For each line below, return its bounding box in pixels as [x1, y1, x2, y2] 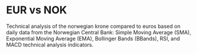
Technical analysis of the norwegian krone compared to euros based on [6, 23, 181, 30]
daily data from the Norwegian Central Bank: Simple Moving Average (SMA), [6, 28, 192, 35]
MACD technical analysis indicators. [6, 41, 94, 48]
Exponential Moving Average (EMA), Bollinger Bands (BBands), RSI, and [6, 35, 180, 42]
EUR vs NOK [6, 3, 67, 17]
